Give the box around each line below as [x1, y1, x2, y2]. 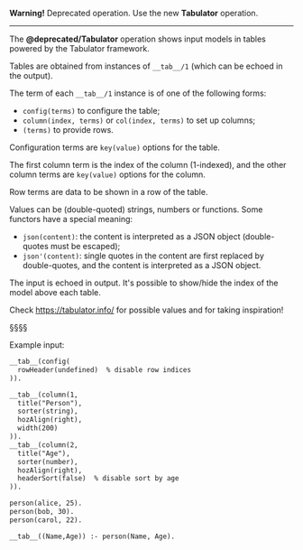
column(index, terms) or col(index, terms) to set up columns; [22, 115, 256, 126]
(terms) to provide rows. [22, 125, 115, 135]
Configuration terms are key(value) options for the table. [9, 142, 221, 153]
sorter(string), [17, 406, 78, 416]
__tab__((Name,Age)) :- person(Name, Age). [9, 532, 176, 541]
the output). [9, 70, 53, 80]
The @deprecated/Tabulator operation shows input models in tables [9, 33, 266, 44]
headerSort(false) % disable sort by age [17, 474, 179, 483]
